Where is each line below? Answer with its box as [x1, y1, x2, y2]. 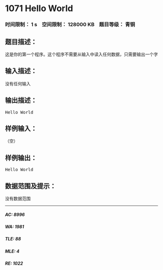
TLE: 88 [5, 236, 21, 242]
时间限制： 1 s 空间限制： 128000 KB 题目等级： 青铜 [5, 21, 135, 28]
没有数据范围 [5, 196, 31, 201]
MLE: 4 [5, 248, 20, 254]
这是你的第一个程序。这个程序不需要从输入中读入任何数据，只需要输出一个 [5, 51, 154, 57]
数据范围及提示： [5, 182, 56, 190]
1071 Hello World [5, 3, 73, 14]
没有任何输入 [5, 81, 31, 86]
